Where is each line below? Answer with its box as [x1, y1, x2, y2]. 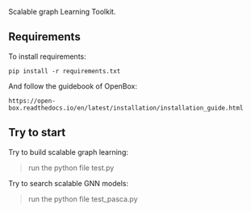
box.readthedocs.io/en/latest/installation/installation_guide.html [8, 104, 244, 112]
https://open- [8, 97, 56, 105]
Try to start [8, 126, 66, 139]
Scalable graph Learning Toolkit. [8, 7, 116, 16]
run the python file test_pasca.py [27, 193, 138, 204]
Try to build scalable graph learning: [8, 147, 129, 156]
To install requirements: [8, 52, 86, 61]
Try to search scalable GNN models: [8, 178, 129, 188]
